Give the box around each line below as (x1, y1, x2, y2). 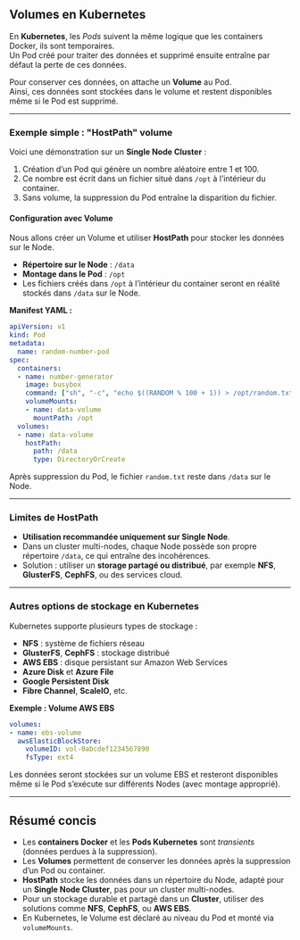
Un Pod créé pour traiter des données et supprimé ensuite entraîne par (9, 49, 271, 61)
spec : (9, 355, 29, 364)
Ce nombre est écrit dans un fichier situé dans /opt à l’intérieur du (21, 173, 266, 184)
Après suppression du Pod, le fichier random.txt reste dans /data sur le (9, 471, 271, 482)
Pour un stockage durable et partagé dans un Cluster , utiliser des (21, 893, 264, 904)
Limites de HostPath (9, 512, 99, 524)
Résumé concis (9, 812, 96, 828)
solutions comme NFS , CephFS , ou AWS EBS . (21, 903, 192, 913)
